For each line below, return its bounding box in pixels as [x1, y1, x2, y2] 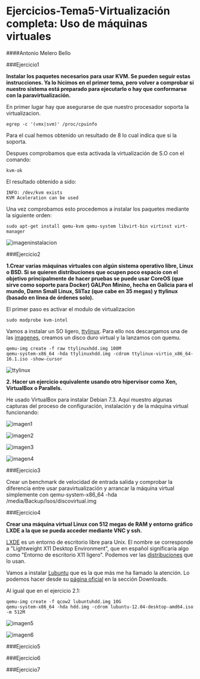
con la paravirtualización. [6, 92, 71, 99]
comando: [6, 156, 31, 163]
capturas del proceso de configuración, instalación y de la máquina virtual [6, 402, 189, 409]
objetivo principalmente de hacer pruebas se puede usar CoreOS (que [6, 275, 184, 282]
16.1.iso [6, 356, 28, 362]
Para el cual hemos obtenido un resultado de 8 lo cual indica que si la [6, 132, 177, 139]
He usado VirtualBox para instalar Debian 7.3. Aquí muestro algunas [6, 396, 173, 403]
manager [6, 229, 26, 235]
